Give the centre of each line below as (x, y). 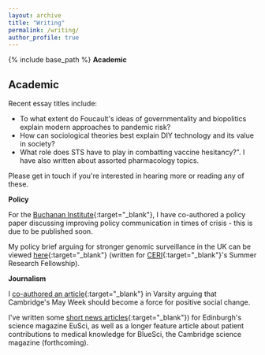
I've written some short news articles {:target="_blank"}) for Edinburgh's (125, 318)
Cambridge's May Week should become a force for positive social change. (129, 302)
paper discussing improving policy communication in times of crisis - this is (131, 223)
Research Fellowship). (44, 264)
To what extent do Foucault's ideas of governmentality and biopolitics (133, 119)
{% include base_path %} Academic (68, 60)
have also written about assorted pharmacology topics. (109, 161)
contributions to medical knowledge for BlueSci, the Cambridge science (125, 335)
